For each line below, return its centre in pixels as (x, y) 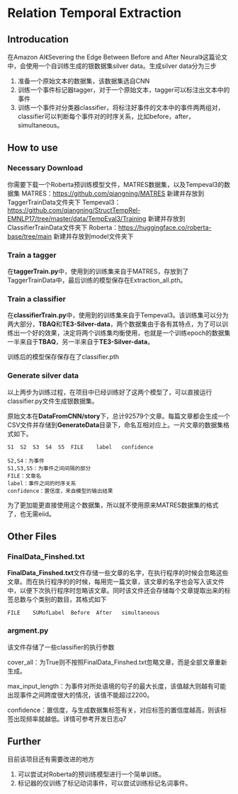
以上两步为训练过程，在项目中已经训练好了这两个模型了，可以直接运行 (110, 392)
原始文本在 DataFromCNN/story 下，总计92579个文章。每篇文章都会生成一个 (119, 416)
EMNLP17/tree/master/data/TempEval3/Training (77, 218)
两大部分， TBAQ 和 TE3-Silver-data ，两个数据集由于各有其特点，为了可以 (115, 324)
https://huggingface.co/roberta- (165, 227)
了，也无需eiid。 (31, 514)
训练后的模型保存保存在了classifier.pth (63, 357)
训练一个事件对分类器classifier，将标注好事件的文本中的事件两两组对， (121, 107)
